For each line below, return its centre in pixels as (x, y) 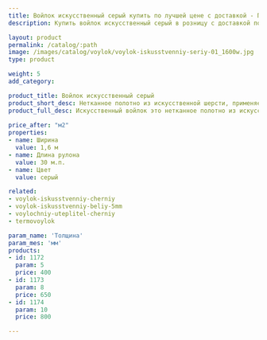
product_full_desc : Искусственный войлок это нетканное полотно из (122, 111)
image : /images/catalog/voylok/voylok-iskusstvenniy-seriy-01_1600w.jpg (131, 53)
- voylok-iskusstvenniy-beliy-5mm (66, 207)
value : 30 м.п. (41, 162)
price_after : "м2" (39, 125)
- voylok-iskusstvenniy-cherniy (62, 199)
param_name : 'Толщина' (46, 236)
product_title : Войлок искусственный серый (81, 96)
